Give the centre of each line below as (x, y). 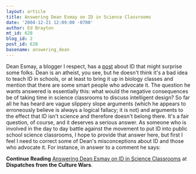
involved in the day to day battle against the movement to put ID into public (97, 128)
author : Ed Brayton (30, 28)
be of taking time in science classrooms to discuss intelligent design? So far (98, 97)
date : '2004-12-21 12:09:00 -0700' (50, 22)
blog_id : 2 (19, 39)
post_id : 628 (22, 45)
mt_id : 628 (19, 33)
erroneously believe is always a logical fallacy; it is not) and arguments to (95, 110)
